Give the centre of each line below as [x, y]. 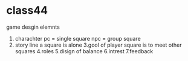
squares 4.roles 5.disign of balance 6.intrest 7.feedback [84, 51]
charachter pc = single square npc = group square [78, 38]
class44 [27, 10]
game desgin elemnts [33, 27]
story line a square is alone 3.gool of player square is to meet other [98, 45]
